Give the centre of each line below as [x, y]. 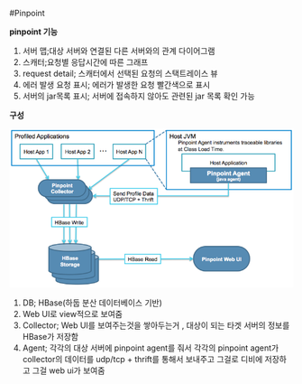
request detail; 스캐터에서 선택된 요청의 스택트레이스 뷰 [120, 73]
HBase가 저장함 [50, 336]
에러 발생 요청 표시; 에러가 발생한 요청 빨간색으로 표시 [116, 84]
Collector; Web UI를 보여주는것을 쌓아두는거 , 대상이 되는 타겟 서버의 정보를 [156, 325]
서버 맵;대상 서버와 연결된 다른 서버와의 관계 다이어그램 [119, 51]
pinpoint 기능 [34, 32]
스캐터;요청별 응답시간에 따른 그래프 [85, 62]
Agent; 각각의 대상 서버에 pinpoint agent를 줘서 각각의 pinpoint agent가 [151, 348]
